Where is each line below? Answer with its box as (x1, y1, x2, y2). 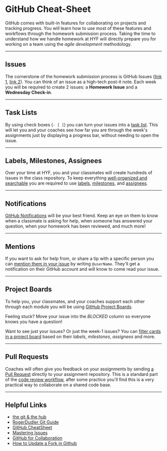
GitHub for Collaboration (12, 435, 63, 441)
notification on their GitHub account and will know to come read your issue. (5, 266, 160, 272)
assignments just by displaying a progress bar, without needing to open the (5, 132, 159, 138)
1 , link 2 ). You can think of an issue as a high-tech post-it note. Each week (5, 79, 157, 85)
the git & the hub (12, 414, 47, 420)
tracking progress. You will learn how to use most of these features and (5, 25, 152, 31)
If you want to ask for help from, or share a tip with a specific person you (5, 255, 154, 261)
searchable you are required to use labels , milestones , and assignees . (5, 180, 148, 186)
